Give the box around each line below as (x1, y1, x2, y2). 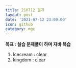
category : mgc (5, 27, 36, 32)
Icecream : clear (12, 52, 47, 58)
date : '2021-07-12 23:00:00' (5, 17, 67, 22)
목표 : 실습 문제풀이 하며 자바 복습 (5, 41, 71, 48)
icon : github (5, 21, 33, 27)
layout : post (5, 12, 33, 17)
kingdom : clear (12, 57, 46, 63)
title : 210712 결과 (5, 7, 45, 13)
